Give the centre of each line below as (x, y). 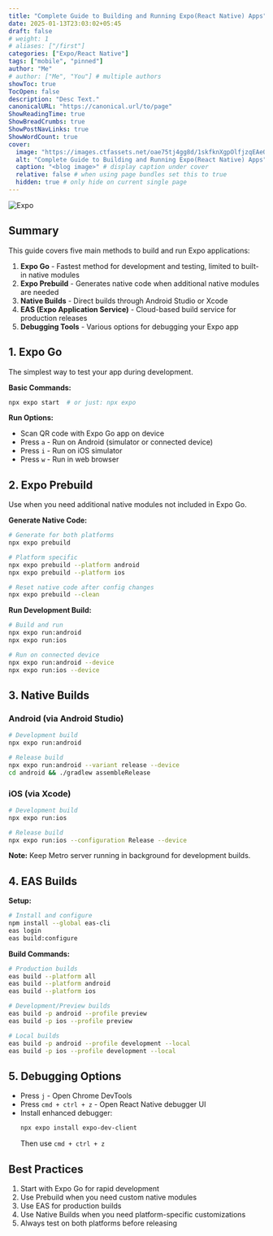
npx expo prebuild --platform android (74, 565)
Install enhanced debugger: (66, 1113)
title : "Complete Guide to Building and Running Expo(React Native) (127, 16)
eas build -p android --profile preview (78, 1014)
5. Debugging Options (65, 1076)
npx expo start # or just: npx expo (72, 402)
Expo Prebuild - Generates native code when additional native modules (140, 283)
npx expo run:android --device (61, 662)
